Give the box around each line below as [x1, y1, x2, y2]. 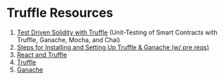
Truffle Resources [6, 5, 114, 21]
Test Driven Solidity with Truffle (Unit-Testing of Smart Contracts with [16, 28, 218, 36]
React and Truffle [16, 51, 67, 59]
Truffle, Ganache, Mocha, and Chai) [16, 35, 121, 44]
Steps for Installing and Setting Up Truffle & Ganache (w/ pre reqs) [16, 43, 210, 51]
